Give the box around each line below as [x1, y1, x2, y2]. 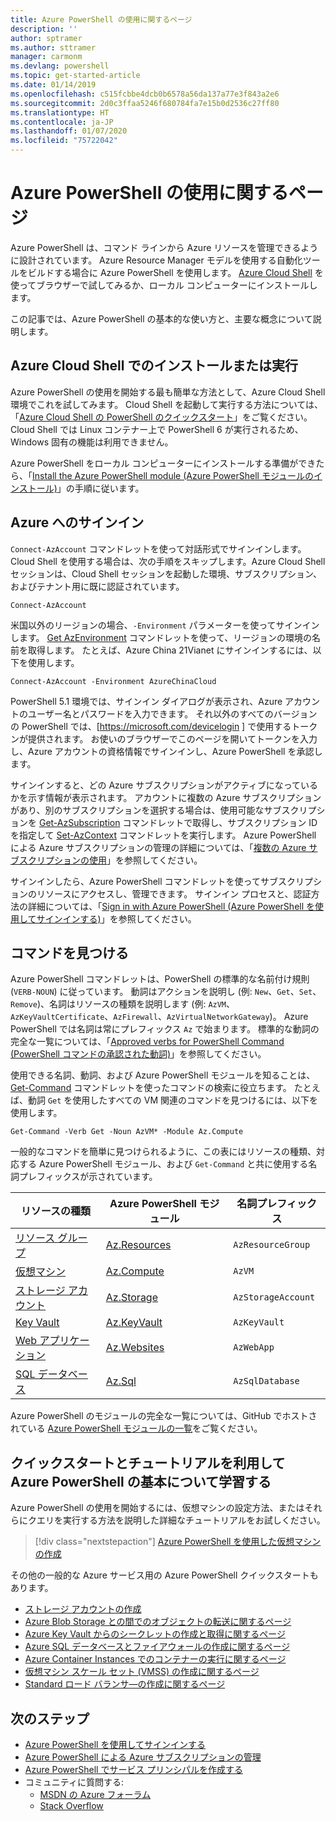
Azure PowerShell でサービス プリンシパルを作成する [24, 1764, 243, 1775]
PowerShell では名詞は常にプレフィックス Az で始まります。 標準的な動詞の [10, 1023, 320, 1035]
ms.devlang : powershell [10, 61, 110, 71]
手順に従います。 [74, 482, 145, 494]
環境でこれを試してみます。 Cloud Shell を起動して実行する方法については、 [10, 398, 323, 410]
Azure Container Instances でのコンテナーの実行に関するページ [24, 1653, 287, 1665]
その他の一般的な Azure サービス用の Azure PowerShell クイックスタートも [10, 1569, 319, 1581]
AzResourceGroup [233, 1239, 311, 1251]
